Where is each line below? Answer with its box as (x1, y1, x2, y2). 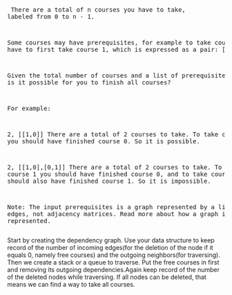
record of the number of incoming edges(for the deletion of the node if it (7, 244, 213, 251)
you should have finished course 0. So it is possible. (7, 138, 200, 145)
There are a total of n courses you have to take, (10, 6, 186, 13)
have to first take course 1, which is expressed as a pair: (7, 46, 219, 53)
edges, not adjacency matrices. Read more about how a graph (7, 211, 219, 217)
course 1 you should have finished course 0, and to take (7, 170, 208, 178)
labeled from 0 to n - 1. (7, 13, 95, 20)
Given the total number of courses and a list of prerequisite (7, 72, 226, 79)
